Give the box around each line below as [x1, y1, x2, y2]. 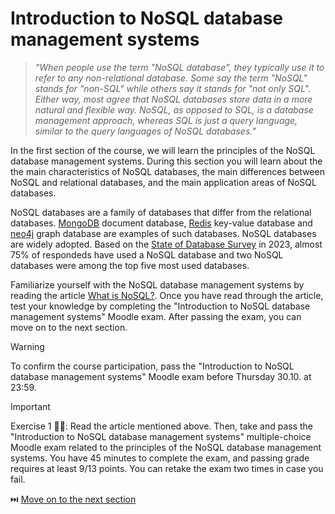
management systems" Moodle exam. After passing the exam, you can [10, 310, 302, 322]
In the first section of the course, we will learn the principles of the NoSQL [10, 144, 316, 156]
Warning [10, 340, 45, 352]
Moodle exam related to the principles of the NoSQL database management [10, 441, 322, 453]
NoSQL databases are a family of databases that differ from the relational [10, 206, 312, 218]
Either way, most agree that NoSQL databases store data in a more [34, 93, 313, 105]
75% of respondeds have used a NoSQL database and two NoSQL [10, 248, 284, 261]
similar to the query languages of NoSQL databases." [34, 125, 257, 137]
